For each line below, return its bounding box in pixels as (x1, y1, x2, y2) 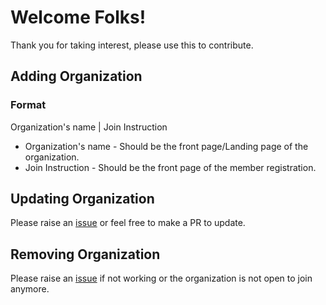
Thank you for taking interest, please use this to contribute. (10, 39, 254, 51)
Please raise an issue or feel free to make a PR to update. (10, 217, 246, 229)
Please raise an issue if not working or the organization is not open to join (10, 272, 313, 285)
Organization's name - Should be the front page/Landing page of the (24, 140, 309, 152)
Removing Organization (10, 246, 161, 263)
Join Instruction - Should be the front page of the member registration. (24, 161, 317, 173)
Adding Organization (10, 68, 143, 85)
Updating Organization (10, 191, 155, 208)
